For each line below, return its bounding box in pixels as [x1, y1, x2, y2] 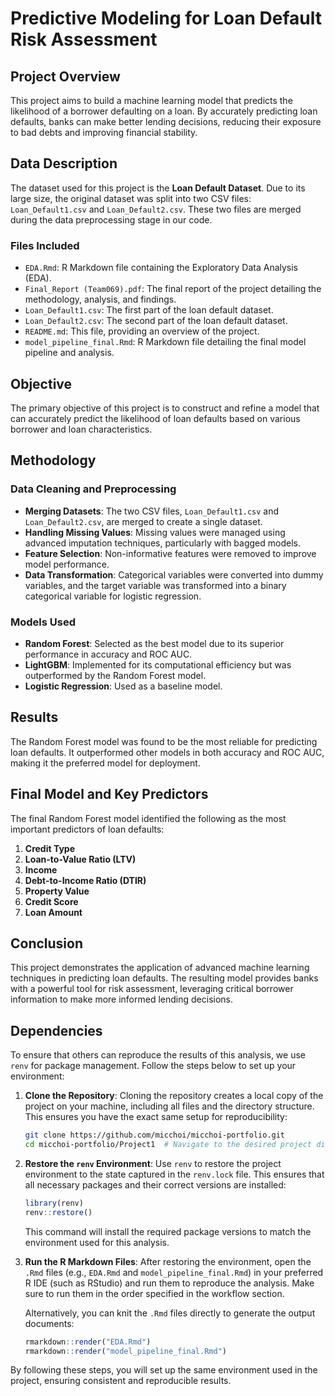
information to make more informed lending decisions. [10, 993, 234, 1006]
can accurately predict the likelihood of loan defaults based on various [10, 412, 301, 424]
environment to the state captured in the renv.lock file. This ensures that [24, 1168, 325, 1180]
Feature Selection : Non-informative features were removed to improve [24, 547, 317, 559]
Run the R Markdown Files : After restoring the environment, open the [24, 1255, 312, 1267]
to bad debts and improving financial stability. [10, 127, 198, 138]
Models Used [10, 615, 76, 629]
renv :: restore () [24, 1207, 93, 1217]
